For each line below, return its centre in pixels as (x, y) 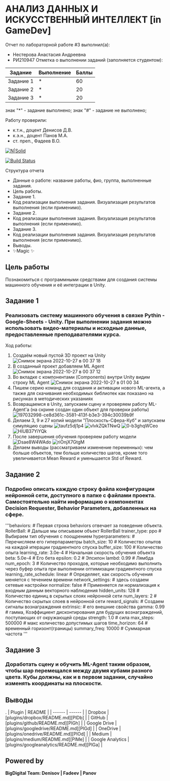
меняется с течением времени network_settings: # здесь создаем (77, 580)
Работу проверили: (26, 120)
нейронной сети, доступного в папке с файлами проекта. (81, 495)
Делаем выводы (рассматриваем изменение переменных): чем (83, 448)
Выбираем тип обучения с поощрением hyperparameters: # (70, 536)
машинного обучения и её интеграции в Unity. (55, 285)
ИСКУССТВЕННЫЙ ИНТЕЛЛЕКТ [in (83, 20)
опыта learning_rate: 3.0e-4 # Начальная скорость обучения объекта (80, 553)
